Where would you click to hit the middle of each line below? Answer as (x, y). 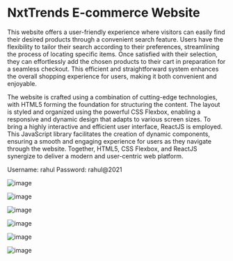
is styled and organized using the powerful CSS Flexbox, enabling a (104, 112)
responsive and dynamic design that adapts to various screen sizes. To (109, 119)
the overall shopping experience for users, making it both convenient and (112, 76)
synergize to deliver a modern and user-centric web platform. (95, 156)
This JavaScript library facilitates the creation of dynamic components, (109, 134)
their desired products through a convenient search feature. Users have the (115, 39)
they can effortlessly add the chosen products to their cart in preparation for (116, 61)
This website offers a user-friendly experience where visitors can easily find (116, 32)
